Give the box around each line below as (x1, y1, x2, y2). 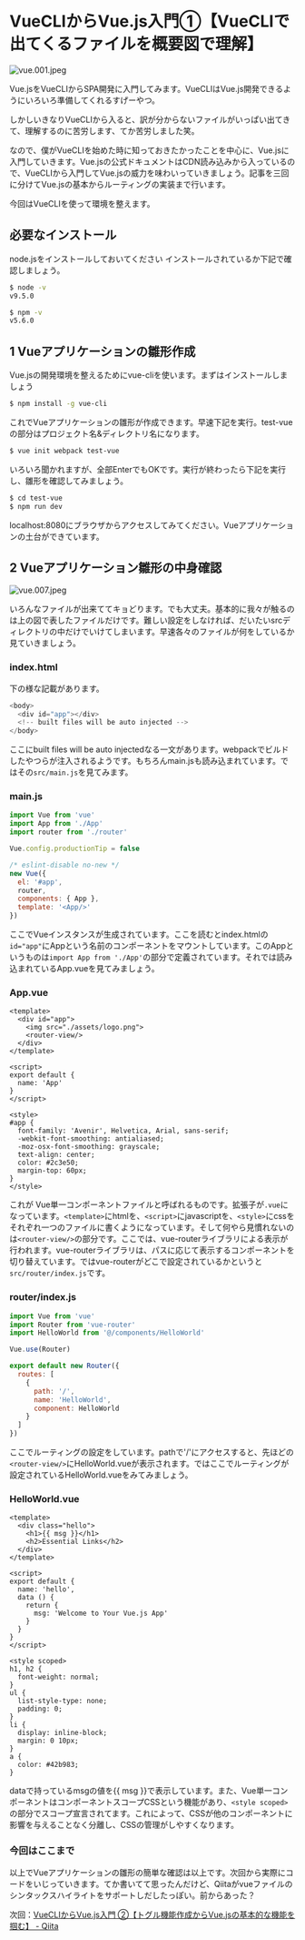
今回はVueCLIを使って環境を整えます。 (9, 198, 155, 208)
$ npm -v (9, 308, 43, 317)
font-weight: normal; (17, 1672, 100, 1682)
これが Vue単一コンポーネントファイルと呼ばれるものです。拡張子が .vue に (9, 1199, 289, 1210)
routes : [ (17, 1370, 54, 1379)
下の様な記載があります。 (9, 683, 104, 694)
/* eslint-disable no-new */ (9, 860, 120, 869)
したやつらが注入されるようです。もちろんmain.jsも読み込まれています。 (9, 756, 281, 767)
